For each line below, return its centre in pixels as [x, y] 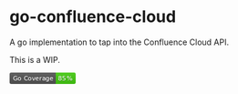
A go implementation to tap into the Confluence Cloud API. [119, 42]
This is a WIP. [35, 59]
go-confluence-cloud [93, 17]
